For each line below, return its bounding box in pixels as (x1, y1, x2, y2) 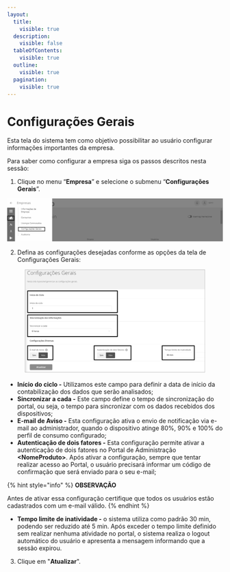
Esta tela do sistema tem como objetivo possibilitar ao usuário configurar (7, 136, 213, 145)
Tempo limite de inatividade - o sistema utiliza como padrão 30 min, (16, 515, 211, 523)
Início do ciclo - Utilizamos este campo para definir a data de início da (16, 381, 216, 389)
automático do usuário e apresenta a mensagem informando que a (16, 537, 205, 545)
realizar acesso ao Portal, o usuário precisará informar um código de (16, 460, 211, 469)
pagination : (13, 76, 48, 83)
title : (13, 18, 32, 25)
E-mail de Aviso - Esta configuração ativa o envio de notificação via (16, 417, 209, 425)
